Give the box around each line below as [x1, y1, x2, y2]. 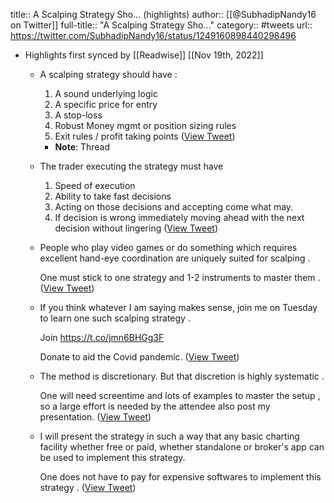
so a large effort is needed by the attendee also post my [39, 400, 271, 412]
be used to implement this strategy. [39, 452, 186, 463]
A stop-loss [54, 109, 103, 121]
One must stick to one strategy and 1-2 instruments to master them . [39, 272, 321, 283]
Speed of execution [54, 180, 136, 191]
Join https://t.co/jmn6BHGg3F [39, 332, 165, 343]
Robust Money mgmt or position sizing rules [54, 120, 237, 131]
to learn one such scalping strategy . [39, 312, 191, 324]
